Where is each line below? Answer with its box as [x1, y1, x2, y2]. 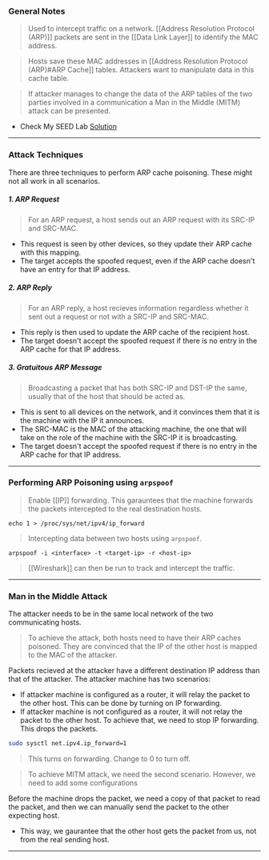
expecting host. [8, 810, 60, 820]
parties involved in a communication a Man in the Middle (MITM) [27, 98, 241, 108]
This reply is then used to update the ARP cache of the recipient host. [19, 327, 250, 336]
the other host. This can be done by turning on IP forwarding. [19, 699, 223, 708]
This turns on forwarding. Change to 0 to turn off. [27, 753, 191, 764]
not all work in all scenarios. [8, 176, 100, 185]
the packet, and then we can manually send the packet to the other [8, 801, 230, 812]
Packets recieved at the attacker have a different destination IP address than [8, 666, 260, 675]
